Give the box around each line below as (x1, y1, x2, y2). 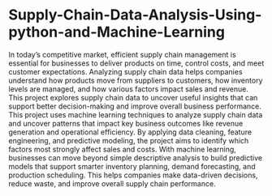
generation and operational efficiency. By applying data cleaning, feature (8, 127, 253, 137)
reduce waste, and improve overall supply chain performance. (8, 178, 217, 188)
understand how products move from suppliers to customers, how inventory (8, 75, 263, 85)
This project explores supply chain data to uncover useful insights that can (8, 92, 258, 102)
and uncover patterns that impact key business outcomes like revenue (8, 118, 244, 128)
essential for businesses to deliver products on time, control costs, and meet (8, 58, 265, 68)
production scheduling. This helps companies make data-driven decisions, (8, 170, 258, 180)
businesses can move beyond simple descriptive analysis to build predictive (8, 152, 262, 163)
